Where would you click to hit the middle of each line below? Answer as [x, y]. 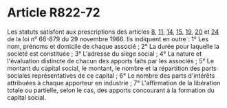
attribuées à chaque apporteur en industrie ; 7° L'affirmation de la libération [114, 83]
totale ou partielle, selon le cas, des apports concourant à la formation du [111, 90]
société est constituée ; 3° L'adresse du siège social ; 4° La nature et [104, 54]
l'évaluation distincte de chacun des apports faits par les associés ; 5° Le [111, 61]
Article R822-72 [54, 13]
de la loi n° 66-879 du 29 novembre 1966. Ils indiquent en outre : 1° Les [108, 39]
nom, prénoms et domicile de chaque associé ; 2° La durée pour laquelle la [113, 46]
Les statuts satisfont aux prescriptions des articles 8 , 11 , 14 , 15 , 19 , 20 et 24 [113, 32]
